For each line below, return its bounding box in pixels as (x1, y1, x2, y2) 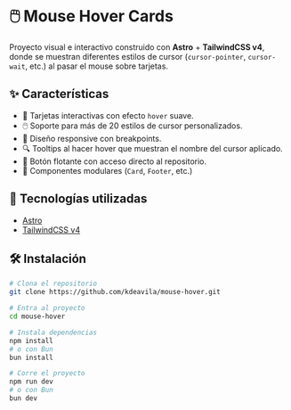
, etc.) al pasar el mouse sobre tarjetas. (25, 61, 169, 71)
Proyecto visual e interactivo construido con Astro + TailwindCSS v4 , (9, 41, 265, 53)
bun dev (9, 394, 38, 403)
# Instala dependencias (9, 328, 98, 337)
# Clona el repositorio (9, 279, 98, 289)
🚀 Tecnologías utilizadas (9, 192, 148, 207)
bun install (9, 353, 53, 362)
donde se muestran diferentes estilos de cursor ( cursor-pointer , (9, 51, 247, 61)
